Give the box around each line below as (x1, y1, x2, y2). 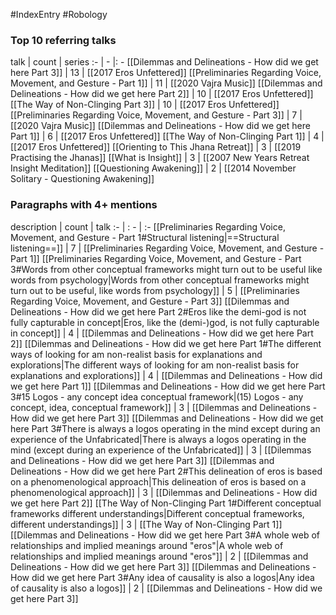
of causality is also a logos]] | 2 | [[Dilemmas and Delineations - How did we (10, 582, 323, 594)
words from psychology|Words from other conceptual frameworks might (10, 274, 310, 286)
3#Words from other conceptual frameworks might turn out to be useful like (10, 263, 323, 275)
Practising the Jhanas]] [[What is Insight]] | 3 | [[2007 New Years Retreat (10, 152, 310, 164)
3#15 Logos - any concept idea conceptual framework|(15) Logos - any (10, 390, 304, 403)
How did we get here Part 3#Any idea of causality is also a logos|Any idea (10, 571, 315, 583)
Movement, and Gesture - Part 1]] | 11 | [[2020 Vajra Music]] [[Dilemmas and (10, 77, 323, 89)
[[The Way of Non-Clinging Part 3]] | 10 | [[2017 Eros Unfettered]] (10, 99, 280, 111)
